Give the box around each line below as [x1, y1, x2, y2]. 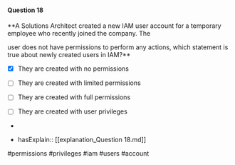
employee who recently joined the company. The [7, 29, 151, 38]
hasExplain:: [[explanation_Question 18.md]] [17, 136, 147, 144]
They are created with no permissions [17, 64, 130, 73]
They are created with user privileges [17, 107, 128, 116]
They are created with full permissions [17, 93, 131, 101]
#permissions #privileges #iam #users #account [7, 149, 150, 158]
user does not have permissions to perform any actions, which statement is [7, 43, 229, 51]
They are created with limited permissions [17, 79, 141, 87]
